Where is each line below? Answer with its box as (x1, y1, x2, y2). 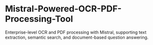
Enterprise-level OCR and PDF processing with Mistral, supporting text (5, 29, 147, 35)
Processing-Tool (5, 13, 73, 24)
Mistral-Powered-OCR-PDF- (5, 3, 122, 14)
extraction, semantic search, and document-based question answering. (5, 34, 149, 40)
